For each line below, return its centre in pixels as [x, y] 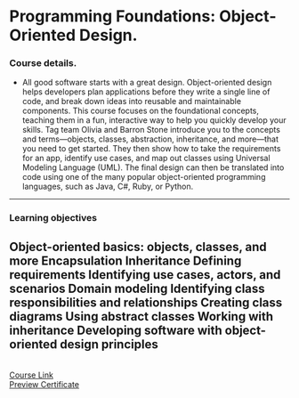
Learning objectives [53, 218]
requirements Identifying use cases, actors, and [145, 275]
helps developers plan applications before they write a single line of [146, 92]
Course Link [31, 375]
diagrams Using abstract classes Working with [141, 317]
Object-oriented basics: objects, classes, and [138, 247]
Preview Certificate [44, 385]
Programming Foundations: [113, 16]
